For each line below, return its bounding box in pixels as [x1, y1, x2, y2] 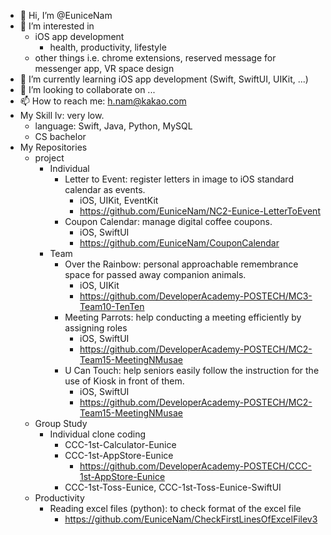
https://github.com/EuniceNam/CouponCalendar [79, 237, 280, 249]
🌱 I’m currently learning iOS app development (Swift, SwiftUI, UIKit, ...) [19, 73, 309, 85]
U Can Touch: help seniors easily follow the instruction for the [64, 365, 320, 376]
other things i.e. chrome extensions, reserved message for [34, 52, 277, 64]
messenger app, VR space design [34, 63, 175, 74]
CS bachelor [34, 131, 87, 142]
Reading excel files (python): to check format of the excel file [49, 503, 302, 514]
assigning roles [64, 322, 128, 334]
